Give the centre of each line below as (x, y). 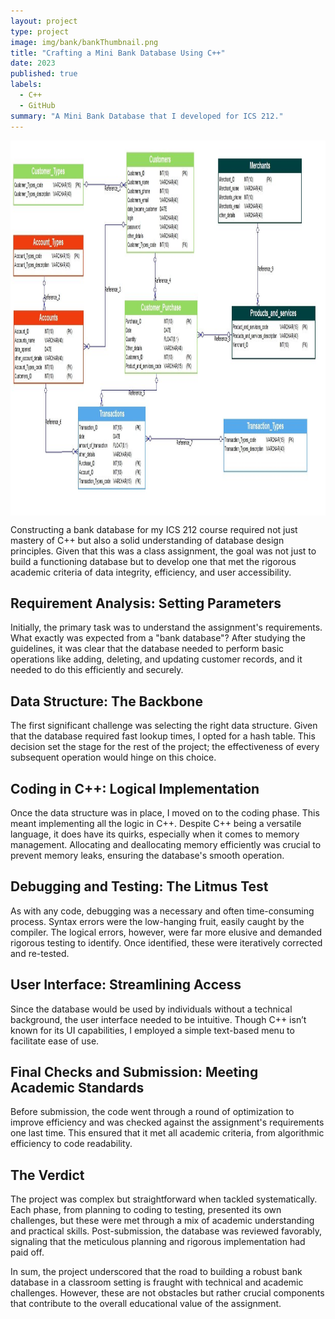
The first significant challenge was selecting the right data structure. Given (164, 726)
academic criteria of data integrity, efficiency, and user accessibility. (151, 572)
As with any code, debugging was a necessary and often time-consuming (162, 911)
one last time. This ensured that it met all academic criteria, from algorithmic (167, 1133)
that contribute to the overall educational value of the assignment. (146, 1304)
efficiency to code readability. (71, 1144)
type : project (40, 31)
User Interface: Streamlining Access (126, 985)
